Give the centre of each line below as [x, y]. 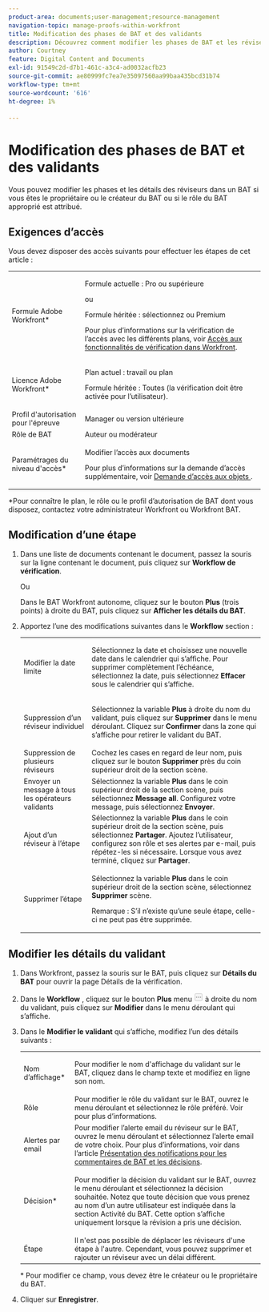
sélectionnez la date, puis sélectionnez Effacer [169, 675]
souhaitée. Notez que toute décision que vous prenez [163, 1197]
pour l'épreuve [36, 423]
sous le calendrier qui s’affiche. [143, 684]
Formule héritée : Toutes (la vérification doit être [164, 388]
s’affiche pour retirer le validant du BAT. [157, 735]
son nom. [90, 1081]
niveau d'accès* [39, 469]
